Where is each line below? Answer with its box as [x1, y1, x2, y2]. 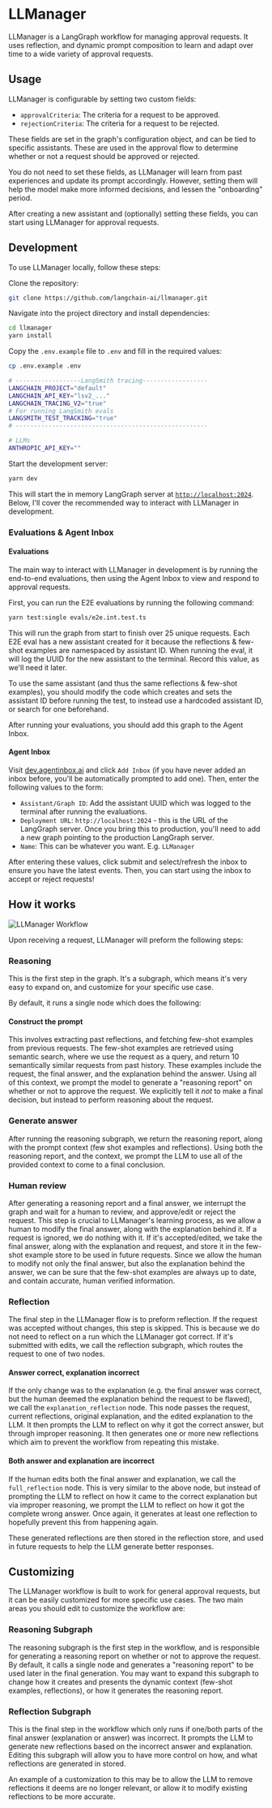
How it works [8, 898, 76, 911]
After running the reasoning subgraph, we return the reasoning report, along [8, 1134, 263, 1143]
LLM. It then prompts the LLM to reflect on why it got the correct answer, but [8, 1420, 264, 1430]
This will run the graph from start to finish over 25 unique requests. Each [8, 628, 250, 638]
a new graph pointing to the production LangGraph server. [19, 833, 215, 842]
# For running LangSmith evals [8, 407, 114, 415]
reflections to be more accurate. [8, 1792, 116, 1802]
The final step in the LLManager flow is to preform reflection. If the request [8, 1315, 257, 1324]
